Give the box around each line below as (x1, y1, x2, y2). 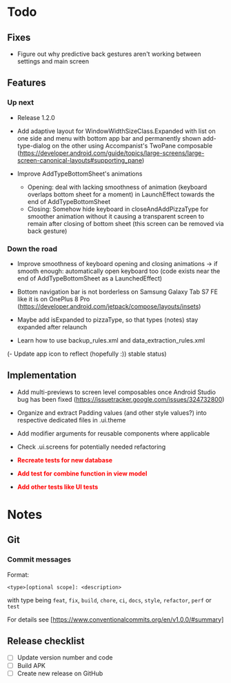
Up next (7, 98, 34, 108)
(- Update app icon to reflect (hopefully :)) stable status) (7, 349, 167, 358)
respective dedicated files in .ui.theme (17, 416, 126, 424)
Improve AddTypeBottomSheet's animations (17, 170, 143, 178)
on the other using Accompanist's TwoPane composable (51, 141, 212, 150)
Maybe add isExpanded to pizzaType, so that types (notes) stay (17, 315, 199, 324)
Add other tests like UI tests (17, 482, 99, 491)
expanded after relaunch (17, 323, 88, 331)
